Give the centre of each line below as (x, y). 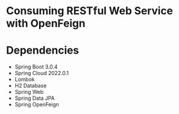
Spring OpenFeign (37, 105)
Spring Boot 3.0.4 (36, 67)
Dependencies (43, 51)
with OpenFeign (46, 23)
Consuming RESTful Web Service (89, 11)
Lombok (25, 79)
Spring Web (29, 92)
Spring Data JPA (35, 98)
